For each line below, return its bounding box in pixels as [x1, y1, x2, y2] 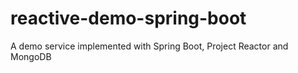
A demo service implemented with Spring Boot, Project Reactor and [10, 40, 289, 52]
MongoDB [10, 50, 52, 62]
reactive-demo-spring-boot [10, 7, 247, 30]
